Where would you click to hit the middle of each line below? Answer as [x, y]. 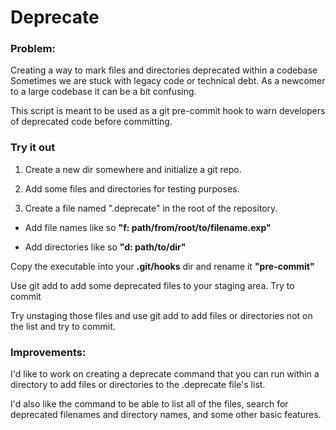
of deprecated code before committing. [91, 122]
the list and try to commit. [63, 326]
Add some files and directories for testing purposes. [132, 188]
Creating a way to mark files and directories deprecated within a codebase [164, 70]
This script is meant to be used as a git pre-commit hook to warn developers [168, 111]
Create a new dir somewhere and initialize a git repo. [133, 169]
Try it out [33, 148]
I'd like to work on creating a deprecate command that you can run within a [165, 374]
